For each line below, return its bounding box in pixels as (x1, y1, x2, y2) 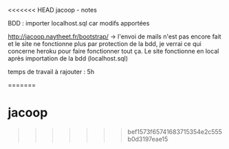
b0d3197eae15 (127, 135, 168, 143)
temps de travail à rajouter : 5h (8, 68, 95, 76)
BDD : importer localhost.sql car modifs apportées (8, 19, 150, 27)
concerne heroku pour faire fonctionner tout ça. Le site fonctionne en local (8, 47, 219, 55)
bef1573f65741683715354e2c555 (127, 127, 223, 136)
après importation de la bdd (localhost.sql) (8, 54, 129, 62)
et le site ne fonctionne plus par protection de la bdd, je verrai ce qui (8, 40, 201, 47)
